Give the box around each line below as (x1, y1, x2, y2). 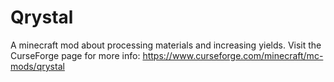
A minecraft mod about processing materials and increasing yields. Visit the (10, 39, 322, 51)
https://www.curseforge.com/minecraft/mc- (142, 49, 324, 61)
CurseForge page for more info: (10, 49, 141, 61)
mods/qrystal (10, 60, 65, 72)
